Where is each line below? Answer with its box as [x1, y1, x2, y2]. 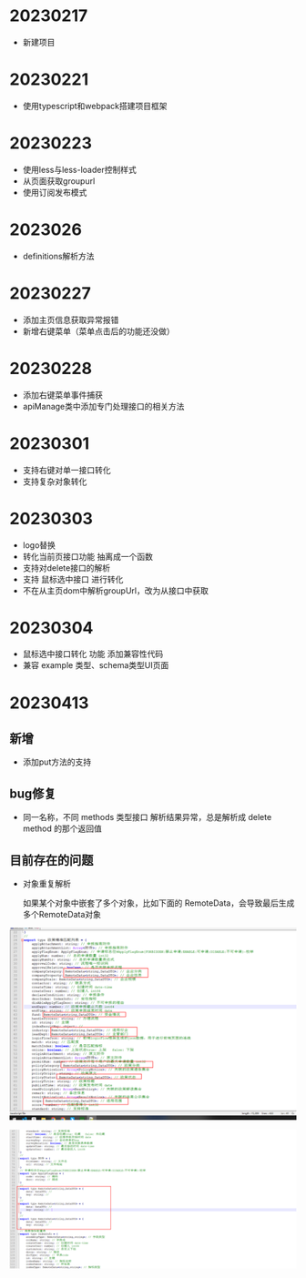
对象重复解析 [22, 878, 71, 889]
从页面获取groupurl [22, 175, 96, 187]
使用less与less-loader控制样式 [22, 164, 137, 175]
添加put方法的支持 [22, 756, 92, 767]
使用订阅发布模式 [22, 187, 87, 198]
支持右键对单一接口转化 [22, 464, 111, 475]
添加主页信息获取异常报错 [22, 314, 119, 325]
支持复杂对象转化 [22, 475, 87, 487]
